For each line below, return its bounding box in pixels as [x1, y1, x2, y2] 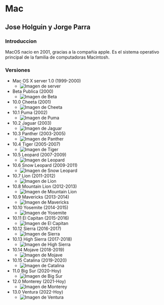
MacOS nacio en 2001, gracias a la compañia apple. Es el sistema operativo [5, 49, 160, 55]
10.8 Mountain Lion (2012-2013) [12, 183, 77, 189]
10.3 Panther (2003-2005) [12, 131, 66, 137]
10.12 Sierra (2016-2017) [12, 226, 61, 231]
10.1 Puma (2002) [12, 110, 48, 116]
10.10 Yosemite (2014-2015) [12, 205, 68, 211]
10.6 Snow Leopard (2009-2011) [12, 162, 78, 168]
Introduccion [5, 38, 37, 45]
